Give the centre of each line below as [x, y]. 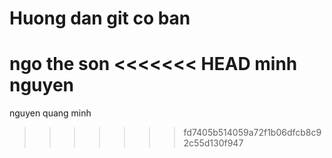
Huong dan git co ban [100, 18]
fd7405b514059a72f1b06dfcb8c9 [252, 133]
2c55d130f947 [213, 143]
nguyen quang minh [50, 113]
